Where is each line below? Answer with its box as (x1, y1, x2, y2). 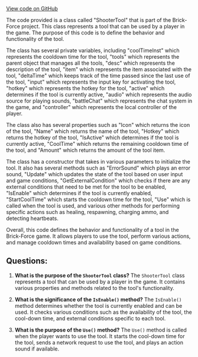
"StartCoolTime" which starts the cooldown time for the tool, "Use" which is (6, 196, 191, 203)
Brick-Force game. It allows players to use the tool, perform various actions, (6, 232, 191, 240)
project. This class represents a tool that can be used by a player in (21, 23, 185, 30)
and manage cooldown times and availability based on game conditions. (6, 239, 182, 246)
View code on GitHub (6, 5, 58, 12)
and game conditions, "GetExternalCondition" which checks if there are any (6, 177, 190, 184)
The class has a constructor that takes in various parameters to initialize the (6, 158, 190, 165)
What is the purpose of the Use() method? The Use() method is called (14, 326, 187, 333)
